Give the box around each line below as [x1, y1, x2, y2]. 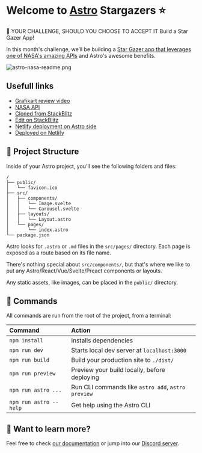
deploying [71, 373, 99, 381]
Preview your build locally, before [71, 366, 165, 374]
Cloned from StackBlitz [14, 109, 72, 117]
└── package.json [6, 232, 50, 238]
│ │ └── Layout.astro [6, 216, 71, 222]
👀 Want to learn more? [6, 424, 91, 434]
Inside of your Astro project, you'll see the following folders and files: [6, 162, 177, 170]
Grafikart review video [14, 97, 70, 104]
